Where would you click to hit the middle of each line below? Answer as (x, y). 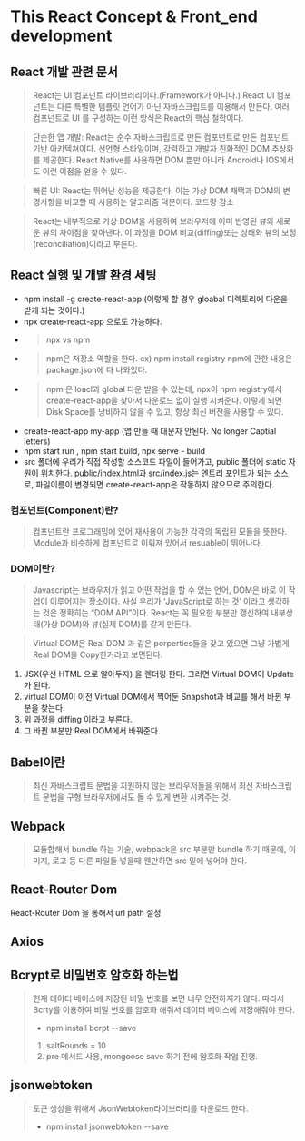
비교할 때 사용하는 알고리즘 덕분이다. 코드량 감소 (149, 202)
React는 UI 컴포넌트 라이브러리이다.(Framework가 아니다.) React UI (153, 95)
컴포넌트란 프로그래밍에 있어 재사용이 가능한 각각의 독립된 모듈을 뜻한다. (160, 532)
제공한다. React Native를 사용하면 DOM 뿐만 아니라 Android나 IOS (161, 160)
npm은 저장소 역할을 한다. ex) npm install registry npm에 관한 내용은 (169, 358)
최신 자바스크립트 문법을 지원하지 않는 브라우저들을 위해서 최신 (143, 786)
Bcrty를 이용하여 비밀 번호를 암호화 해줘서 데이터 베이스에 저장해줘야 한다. (164, 1010)
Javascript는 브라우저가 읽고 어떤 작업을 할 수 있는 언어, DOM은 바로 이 (159, 590)
